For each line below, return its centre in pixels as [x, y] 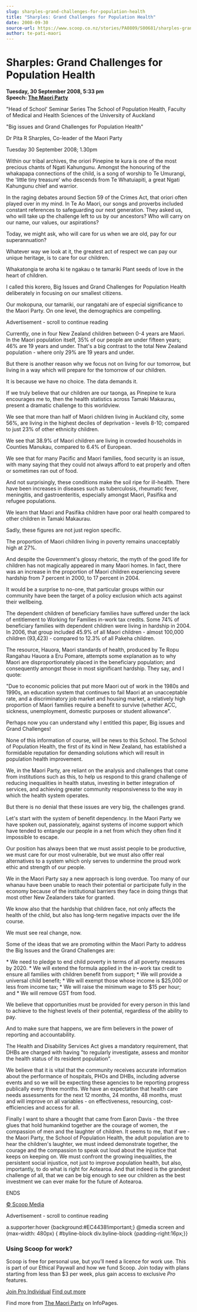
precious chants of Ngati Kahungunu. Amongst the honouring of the [88, 167]
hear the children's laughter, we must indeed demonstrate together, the [92, 1144]
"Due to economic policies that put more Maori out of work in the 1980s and [98, 686]
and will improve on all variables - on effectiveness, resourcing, [83, 1101]
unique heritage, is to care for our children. [58, 258]
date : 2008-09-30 [27, 22]
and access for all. [58, 1108]
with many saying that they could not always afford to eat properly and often [98, 465]
